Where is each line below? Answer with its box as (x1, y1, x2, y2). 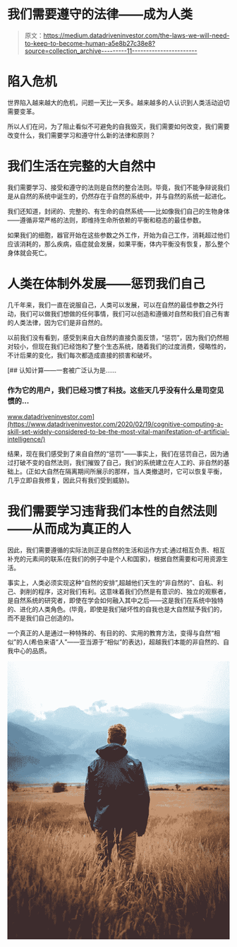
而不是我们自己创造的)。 (7, 613, 78, 622)
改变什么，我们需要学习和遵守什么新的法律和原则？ (7, 131, 156, 139)
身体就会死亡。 (7, 248, 51, 257)
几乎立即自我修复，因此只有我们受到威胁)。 (7, 476, 134, 485)
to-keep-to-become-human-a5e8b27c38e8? (24, 39, 156, 47)
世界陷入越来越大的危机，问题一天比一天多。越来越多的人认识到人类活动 (7, 98, 217, 107)
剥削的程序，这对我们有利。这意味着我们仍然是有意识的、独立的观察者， (19, 587, 230, 596)
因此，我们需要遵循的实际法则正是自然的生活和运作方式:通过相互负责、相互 (7, 546, 226, 554)
